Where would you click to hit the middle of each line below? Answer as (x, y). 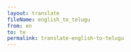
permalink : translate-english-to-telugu (66, 38)
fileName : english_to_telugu (49, 20)
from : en (20, 26)
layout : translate (33, 13)
